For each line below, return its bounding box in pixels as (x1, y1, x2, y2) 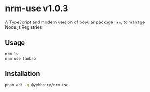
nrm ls (5, 51, 19, 56)
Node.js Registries (5, 24, 42, 30)
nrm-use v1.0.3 (5, 3, 68, 14)
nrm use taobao (5, 56, 36, 61)
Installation (5, 69, 40, 78)
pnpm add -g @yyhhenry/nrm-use (5, 83, 69, 88)
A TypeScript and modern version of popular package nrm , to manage (5, 19, 145, 25)
